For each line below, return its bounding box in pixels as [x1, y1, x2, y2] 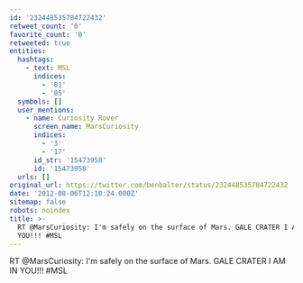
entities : [9, 47, 47, 56]
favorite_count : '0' [9, 30, 87, 39]
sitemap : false [9, 197, 67, 207]
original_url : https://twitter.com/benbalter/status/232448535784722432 [9, 181, 289, 190]
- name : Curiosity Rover [25, 114, 119, 123]
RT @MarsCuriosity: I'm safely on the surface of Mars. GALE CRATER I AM [9, 256, 286, 267]
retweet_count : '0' [9, 22, 83, 31]
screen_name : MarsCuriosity [32, 123, 140, 132]
